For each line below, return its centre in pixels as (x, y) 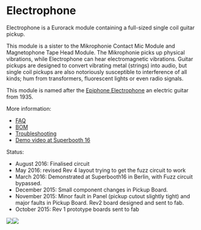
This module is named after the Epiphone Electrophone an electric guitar (97, 90)
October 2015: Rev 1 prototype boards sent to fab (77, 209)
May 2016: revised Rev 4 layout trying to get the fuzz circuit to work (100, 170)
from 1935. (20, 97)
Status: (15, 152)
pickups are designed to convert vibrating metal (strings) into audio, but (97, 65)
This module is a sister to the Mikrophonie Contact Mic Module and (91, 46)
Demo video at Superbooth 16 (53, 140)
